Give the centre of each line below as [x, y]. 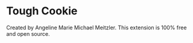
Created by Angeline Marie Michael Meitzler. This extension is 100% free [96, 27]
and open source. [28, 33]
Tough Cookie [42, 11]
